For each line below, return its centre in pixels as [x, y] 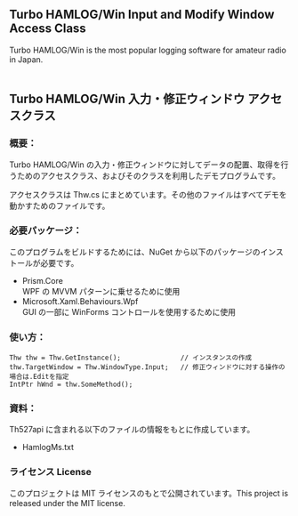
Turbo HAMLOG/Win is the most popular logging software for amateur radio [148, 50]
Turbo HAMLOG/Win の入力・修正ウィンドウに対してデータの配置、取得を [145, 165]
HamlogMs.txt [48, 447]
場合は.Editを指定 [39, 377]
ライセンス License [50, 472]
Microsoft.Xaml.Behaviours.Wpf [80, 301]
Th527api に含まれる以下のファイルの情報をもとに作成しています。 [132, 430]
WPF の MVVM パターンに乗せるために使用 [101, 291]
